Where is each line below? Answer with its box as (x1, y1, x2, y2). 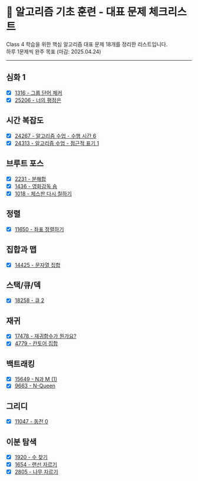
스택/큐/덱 (6, 280, 41, 290)
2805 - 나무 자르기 (14, 469, 58, 476)
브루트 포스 (6, 158, 44, 168)
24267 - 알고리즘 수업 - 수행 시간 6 (14, 132, 97, 139)
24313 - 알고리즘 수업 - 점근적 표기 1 (14, 140, 99, 147)
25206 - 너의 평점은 (14, 97, 62, 104)
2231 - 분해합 (14, 175, 47, 183)
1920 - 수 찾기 (14, 454, 48, 460)
